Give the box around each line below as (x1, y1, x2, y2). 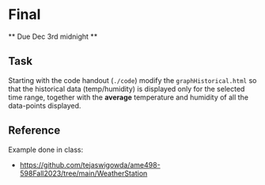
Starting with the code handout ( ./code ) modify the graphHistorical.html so (8, 75, 257, 85)
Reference (8, 124, 61, 138)
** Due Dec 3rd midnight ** (8, 32, 98, 41)
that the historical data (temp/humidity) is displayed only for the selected (8, 84, 245, 93)
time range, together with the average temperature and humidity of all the (8, 92, 249, 102)
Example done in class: (8, 145, 84, 154)
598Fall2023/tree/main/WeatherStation (19, 168, 148, 178)
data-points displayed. (8, 100, 81, 110)
